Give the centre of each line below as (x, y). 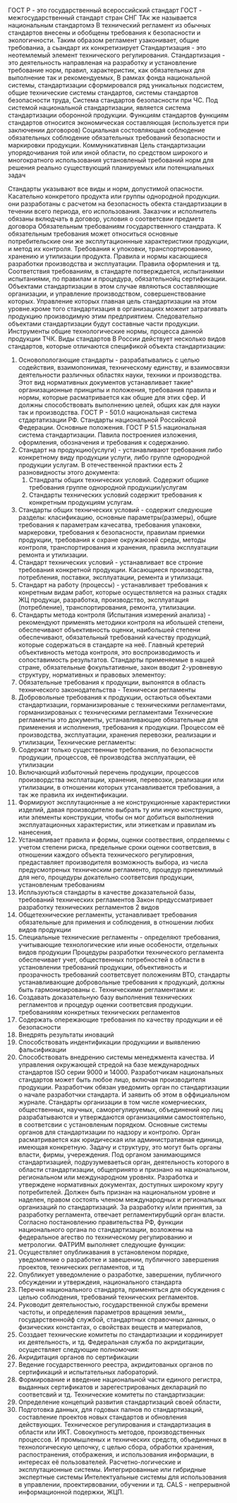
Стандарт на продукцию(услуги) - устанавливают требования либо (120, 450)
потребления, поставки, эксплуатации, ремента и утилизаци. (111, 577)
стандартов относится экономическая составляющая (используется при (118, 122)
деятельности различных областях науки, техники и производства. (120, 375)
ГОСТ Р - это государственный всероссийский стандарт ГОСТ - (105, 10)
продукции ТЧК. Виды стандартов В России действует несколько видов (117, 339)
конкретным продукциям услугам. (81, 502)
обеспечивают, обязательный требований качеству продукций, (114, 637)
